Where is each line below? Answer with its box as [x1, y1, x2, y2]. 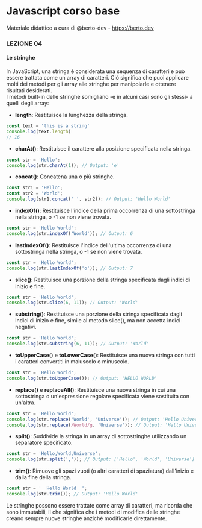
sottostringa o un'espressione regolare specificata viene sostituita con [14, 392, 189, 400]
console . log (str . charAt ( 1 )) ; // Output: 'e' [6, 162, 120, 168]
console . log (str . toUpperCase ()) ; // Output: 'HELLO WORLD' [6, 375, 158, 381]
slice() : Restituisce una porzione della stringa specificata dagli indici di [14, 276, 191, 283]
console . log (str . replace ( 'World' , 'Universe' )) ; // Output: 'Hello [6, 416, 179, 423]
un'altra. [14, 399, 36, 406]
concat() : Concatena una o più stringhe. [14, 173, 115, 180]
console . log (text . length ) [6, 128, 71, 134]
